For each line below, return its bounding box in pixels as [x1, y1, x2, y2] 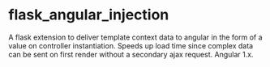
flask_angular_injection [8, 6, 169, 24]
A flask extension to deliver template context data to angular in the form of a [8, 32, 263, 42]
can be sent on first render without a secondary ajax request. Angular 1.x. [8, 49, 254, 59]
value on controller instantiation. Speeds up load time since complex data [8, 40, 254, 50]
